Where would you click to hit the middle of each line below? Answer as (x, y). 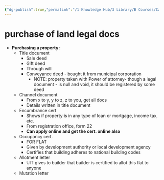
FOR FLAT (36, 142)
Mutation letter (34, 173)
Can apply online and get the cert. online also (73, 131)
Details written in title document (59, 105)
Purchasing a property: (36, 48)
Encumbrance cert (38, 110)
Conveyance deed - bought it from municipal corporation (84, 74)
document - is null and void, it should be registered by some (94, 84)
